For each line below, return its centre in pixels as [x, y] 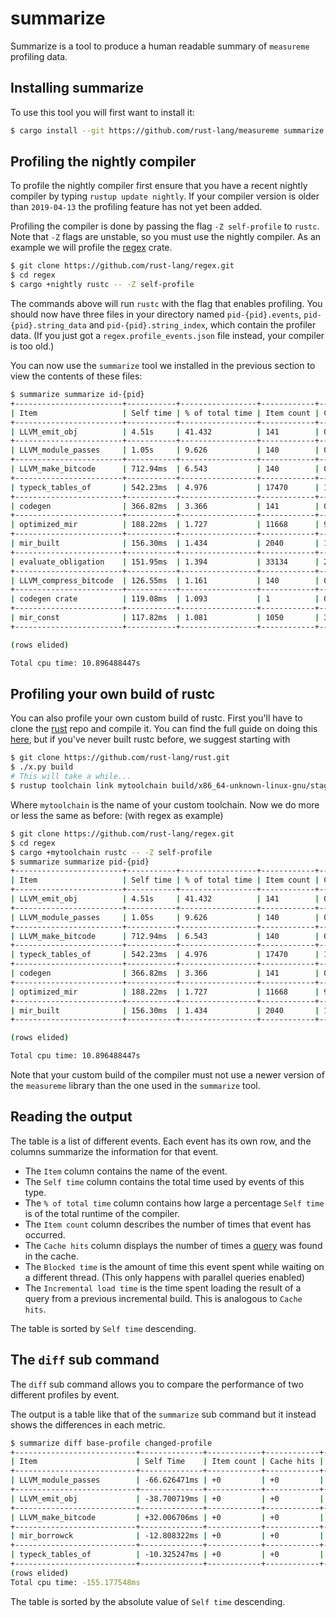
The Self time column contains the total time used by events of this [164, 1181]
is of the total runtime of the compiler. [102, 1213]
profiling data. [39, 56]
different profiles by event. [65, 1394]
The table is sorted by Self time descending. [103, 1328]
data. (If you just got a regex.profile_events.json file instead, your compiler [167, 336]
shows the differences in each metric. [88, 1424]
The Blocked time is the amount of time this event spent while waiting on [174, 1266]
